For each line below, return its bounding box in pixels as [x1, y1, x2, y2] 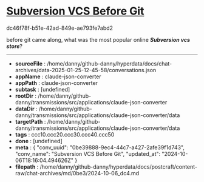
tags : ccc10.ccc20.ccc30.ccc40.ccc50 [15, 130, 115, 138]
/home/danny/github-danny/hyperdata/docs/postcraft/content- [39, 163, 198, 170]
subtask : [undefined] [15, 86, 70, 93]
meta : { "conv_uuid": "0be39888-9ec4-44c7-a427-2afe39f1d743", [15, 144, 185, 151]
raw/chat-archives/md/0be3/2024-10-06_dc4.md [15, 169, 140, 177]
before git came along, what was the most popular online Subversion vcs [6, 36, 190, 43]
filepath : [15, 163, 39, 170]
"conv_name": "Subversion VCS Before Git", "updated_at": [15, 150, 161, 157]
